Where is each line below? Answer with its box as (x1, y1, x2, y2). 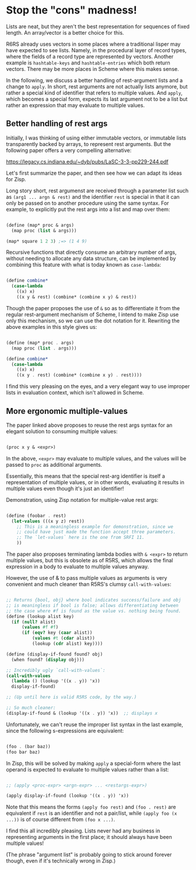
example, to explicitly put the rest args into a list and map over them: (6, 206, 170, 213)
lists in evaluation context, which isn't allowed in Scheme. (6, 389, 144, 396)
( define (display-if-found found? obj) (6, 651, 103, 657)
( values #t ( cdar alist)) (32, 635, 95, 641)
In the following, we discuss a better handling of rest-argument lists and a (6, 77, 183, 84)
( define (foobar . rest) (6, 512, 66, 519)
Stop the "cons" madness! (6, 4, 137, 17)
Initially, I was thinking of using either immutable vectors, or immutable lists (6, 134, 187, 141)
